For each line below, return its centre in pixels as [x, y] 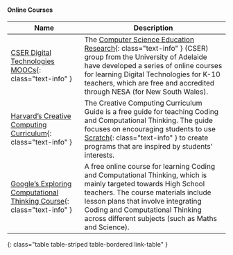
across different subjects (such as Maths [150, 219]
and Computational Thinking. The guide [149, 120]
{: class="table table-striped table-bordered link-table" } [88, 245]
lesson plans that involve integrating [143, 201]
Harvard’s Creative [41, 116]
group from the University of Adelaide [146, 57]
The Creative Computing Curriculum [143, 103]
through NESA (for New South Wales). [146, 92]
